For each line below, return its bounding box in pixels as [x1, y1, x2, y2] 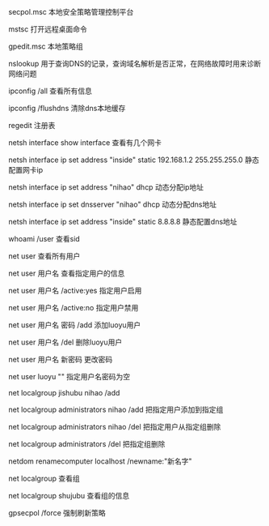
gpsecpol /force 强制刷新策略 [8, 508, 107, 517]
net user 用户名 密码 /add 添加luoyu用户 [8, 320, 141, 330]
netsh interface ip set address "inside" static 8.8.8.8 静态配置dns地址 [8, 217, 237, 226]
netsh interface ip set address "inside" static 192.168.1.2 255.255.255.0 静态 [8, 155, 260, 165]
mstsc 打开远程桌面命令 [8, 24, 87, 34]
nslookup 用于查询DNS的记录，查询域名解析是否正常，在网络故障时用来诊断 [8, 59, 261, 68]
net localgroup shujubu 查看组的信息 [8, 491, 130, 500]
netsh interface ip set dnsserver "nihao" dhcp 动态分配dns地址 [8, 199, 216, 209]
